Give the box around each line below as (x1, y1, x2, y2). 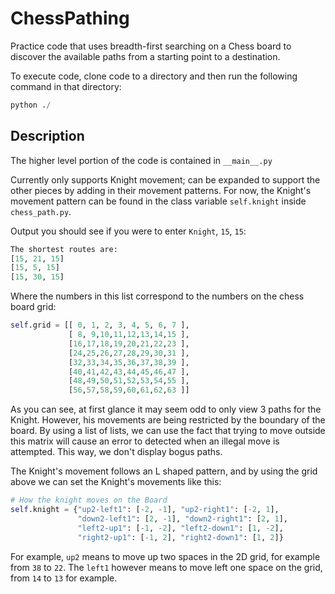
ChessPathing (10, 7, 130, 30)
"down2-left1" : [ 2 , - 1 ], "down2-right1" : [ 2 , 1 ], (77, 513, 288, 524)
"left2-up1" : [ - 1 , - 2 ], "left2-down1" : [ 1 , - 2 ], (77, 523, 284, 533)
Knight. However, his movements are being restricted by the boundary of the (10, 414, 326, 426)
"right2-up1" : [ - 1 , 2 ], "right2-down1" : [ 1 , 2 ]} (77, 532, 284, 542)
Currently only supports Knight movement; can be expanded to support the (10, 173, 321, 186)
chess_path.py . (10, 205, 72, 217)
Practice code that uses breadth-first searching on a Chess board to (10, 40, 292, 52)
